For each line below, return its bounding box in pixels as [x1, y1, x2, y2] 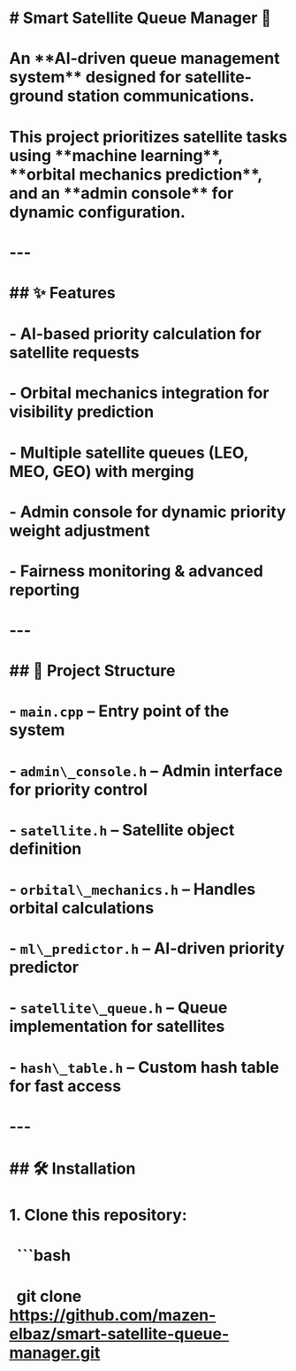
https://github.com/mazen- [9, 1305, 216, 1325]
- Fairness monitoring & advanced [9, 561, 263, 581]
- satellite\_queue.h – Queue [9, 997, 228, 1018]
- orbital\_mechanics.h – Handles [9, 880, 256, 899]
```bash [16, 1245, 72, 1266]
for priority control [9, 779, 148, 799]
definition [9, 838, 82, 859]
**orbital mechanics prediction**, [9, 164, 262, 184]
